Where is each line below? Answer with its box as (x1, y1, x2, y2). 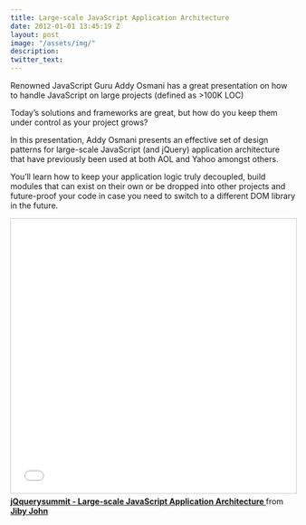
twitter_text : (10, 55, 64, 64)
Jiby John (10, 506, 49, 516)
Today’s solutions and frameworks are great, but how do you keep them (10, 108, 279, 118)
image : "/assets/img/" (10, 38, 96, 48)
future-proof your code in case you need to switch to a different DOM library (10, 191, 296, 201)
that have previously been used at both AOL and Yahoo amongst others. (10, 154, 279, 164)
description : (10, 47, 60, 56)
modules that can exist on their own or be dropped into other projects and (10, 181, 286, 191)
